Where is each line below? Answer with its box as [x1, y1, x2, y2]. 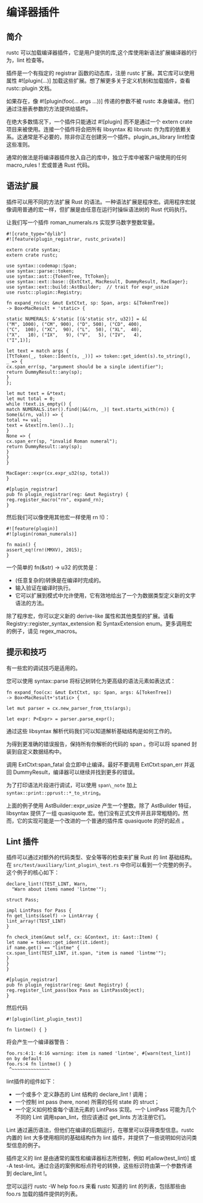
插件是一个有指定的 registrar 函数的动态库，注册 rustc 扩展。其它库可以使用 [6, 69, 195, 77]
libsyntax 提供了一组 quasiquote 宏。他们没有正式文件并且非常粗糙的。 [6, 809, 184, 816]
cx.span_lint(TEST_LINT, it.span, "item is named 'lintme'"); [6, 950, 167, 956]
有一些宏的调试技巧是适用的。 [6, 664, 78, 672]
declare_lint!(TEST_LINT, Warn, [6, 881, 88, 888]
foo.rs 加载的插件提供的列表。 [6, 1190, 81, 1198]
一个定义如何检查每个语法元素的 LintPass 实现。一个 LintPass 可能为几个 [15, 1106, 197, 1113]
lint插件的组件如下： [6, 1078, 56, 1085]
